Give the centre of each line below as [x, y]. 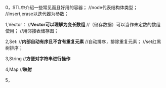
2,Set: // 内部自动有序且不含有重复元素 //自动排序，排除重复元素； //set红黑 [83, 41]
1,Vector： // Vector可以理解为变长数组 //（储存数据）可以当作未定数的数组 [83, 25]
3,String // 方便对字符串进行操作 [38, 59]
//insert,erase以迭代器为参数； [37, 14]
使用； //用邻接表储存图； [32, 31]
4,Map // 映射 [18, 69]
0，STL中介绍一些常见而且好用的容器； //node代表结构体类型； [72, 7]
